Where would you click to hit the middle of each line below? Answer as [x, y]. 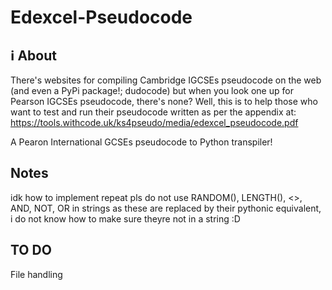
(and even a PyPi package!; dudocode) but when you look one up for [152, 90]
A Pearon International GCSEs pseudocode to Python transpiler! [141, 142]
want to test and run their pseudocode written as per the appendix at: [153, 112]
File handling [36, 274]
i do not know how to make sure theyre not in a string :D [125, 218]
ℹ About [33, 55]
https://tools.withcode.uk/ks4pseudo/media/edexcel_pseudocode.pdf [154, 122]
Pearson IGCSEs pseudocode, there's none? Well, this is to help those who [164, 101]
